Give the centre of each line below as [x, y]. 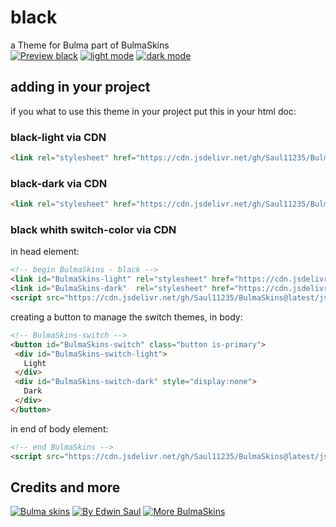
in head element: [45, 252]
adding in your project [80, 87]
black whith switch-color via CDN [93, 230]
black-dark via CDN [59, 183]
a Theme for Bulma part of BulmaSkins [90, 45]
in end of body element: [59, 428]
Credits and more [65, 487]
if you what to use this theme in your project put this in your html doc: [153, 111]
